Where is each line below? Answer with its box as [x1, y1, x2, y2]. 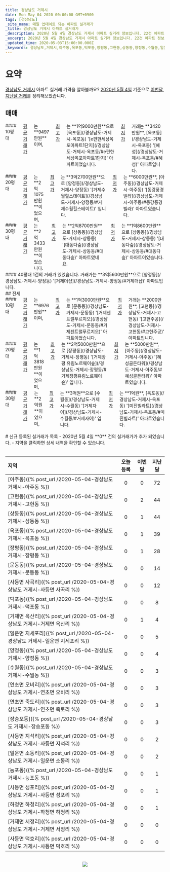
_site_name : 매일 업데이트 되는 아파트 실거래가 [5, 21, 94, 27]
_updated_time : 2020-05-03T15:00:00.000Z [5, 41, 94, 46]
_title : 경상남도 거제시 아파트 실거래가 [5, 26, 79, 31]
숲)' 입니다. [61, 379, 83, 385]
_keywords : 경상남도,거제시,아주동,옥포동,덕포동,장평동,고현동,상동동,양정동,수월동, [5, 45, 160, 50]
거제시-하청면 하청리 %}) [23, 809, 80, 816]
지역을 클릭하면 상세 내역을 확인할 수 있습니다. [15, 440, 106, 446]
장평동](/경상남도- [68, 348, 104, 354]
